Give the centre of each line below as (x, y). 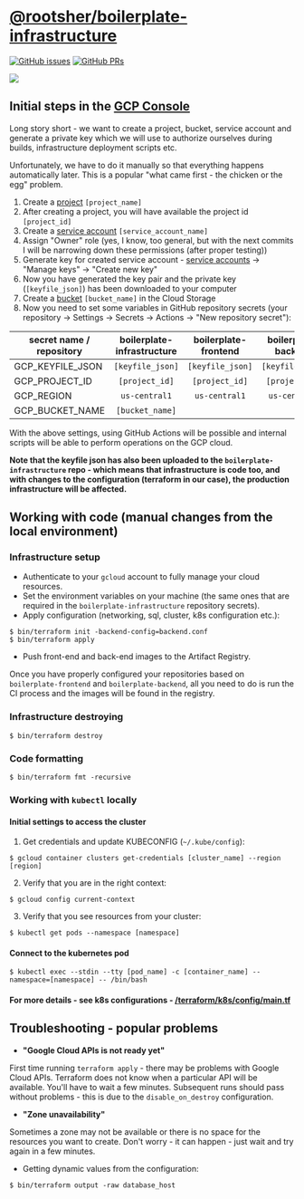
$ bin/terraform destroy (56, 735)
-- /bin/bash (123, 980)
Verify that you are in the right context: (95, 883)
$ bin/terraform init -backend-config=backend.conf (109, 632)
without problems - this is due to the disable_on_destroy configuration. (142, 1097)
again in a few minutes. (52, 1151)
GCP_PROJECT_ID (53, 380)
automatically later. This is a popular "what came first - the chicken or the (146, 175)
